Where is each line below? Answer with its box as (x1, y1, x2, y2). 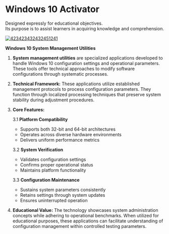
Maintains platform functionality (20, 167, 86, 173)
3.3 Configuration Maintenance (12, 177, 80, 183)
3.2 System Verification (12, 146, 64, 152)
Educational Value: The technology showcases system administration (12, 207, 159, 213)
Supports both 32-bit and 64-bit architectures (20, 126, 116, 132)
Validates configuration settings (20, 156, 86, 162)
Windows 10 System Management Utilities (5, 45, 96, 51)
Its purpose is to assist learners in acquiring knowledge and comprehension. (5, 25, 164, 31)
